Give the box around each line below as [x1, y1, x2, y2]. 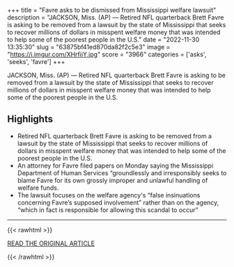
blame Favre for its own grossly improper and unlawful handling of [17, 176, 208, 184]
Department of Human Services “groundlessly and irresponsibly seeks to [17, 168, 227, 177]
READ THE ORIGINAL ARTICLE [7, 239, 95, 248]
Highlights [7, 113, 54, 125]
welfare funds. [17, 184, 59, 192]
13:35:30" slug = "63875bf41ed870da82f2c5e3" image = [7, 43, 171, 51]
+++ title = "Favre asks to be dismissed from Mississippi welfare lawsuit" [7, 6, 217, 14]
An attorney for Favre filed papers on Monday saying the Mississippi [17, 161, 214, 170]
